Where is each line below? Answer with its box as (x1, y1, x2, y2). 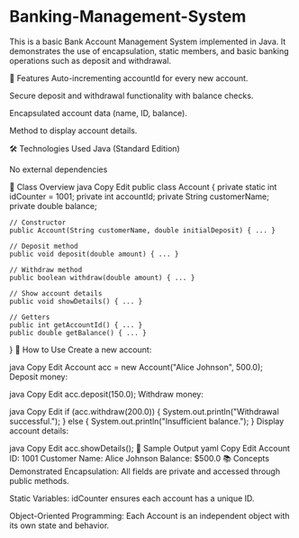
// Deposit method (9, 242, 78, 251)
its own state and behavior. (9, 520, 110, 531)
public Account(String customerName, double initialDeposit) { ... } (9, 225, 276, 235)
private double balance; (9, 200, 97, 211)
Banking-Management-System (9, 6, 247, 27)
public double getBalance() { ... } (9, 328, 147, 337)
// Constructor (9, 218, 67, 227)
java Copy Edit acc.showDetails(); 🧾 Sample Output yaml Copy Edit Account (9, 442, 291, 453)
